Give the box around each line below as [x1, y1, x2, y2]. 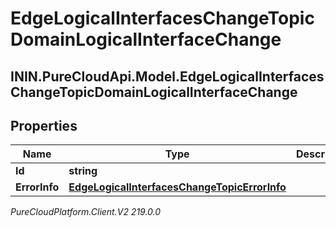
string [68, 164, 98, 178]
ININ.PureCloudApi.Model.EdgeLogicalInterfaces [10, 68, 325, 85]
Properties [10, 117, 78, 134]
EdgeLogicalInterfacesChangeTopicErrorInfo [68, 180, 287, 194]
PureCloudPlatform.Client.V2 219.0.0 [10, 206, 162, 218]
